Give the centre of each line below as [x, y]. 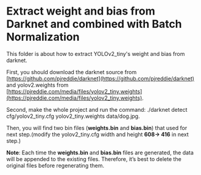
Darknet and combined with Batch [94, 24]
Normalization [43, 37]
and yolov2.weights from [37, 85]
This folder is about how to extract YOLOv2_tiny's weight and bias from [96, 53]
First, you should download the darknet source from [72, 72]
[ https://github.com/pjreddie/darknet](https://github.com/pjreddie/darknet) [100, 78]
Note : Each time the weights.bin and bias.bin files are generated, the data [100, 153]
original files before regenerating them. [55, 165]
